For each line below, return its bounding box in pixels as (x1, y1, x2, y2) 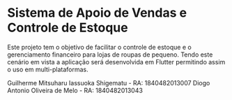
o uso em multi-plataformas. (7, 65, 88, 73)
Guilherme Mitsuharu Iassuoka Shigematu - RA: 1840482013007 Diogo (7, 78, 210, 87)
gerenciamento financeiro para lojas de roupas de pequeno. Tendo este (7, 50, 213, 59)
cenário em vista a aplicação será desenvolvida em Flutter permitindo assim (7, 57, 226, 66)
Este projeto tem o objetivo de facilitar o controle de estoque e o (7, 43, 192, 51)
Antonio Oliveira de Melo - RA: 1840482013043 (7, 86, 143, 94)
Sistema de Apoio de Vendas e (7, 5, 187, 21)
